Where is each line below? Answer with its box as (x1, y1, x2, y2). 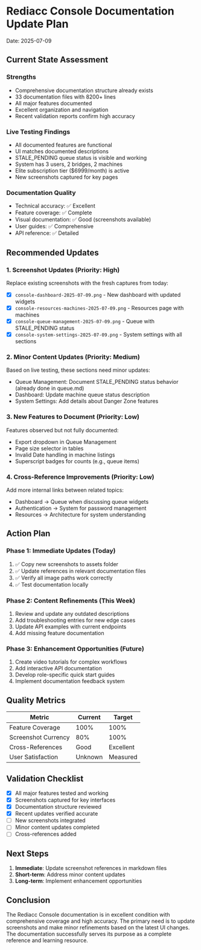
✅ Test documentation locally (14, 581, 89, 588)
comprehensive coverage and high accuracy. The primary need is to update (6, 917, 195, 925)
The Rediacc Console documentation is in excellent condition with (6, 911, 170, 919)
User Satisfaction (9, 753, 59, 761)
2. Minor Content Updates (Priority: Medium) (6, 353, 140, 361)
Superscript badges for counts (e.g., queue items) (14, 457, 140, 464)
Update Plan (6, 17, 69, 31)
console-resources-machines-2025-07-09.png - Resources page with (14, 304, 184, 311)
